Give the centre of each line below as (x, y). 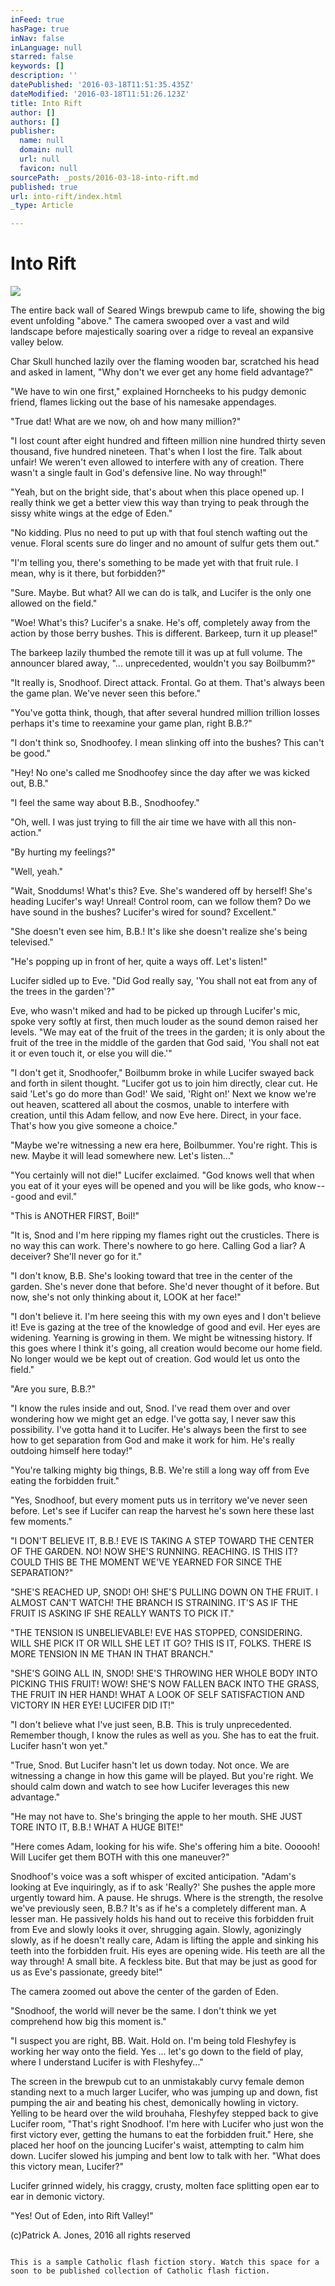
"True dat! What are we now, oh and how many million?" (126, 422)
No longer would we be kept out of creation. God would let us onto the (155, 1359)
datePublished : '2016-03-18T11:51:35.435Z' (102, 85)
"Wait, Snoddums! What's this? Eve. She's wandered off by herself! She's (161, 891)
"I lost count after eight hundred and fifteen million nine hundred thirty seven (168, 441)
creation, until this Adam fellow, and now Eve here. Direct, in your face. (156, 1115)
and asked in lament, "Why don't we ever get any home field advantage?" (162, 372)
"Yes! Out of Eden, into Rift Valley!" (82, 2216)
